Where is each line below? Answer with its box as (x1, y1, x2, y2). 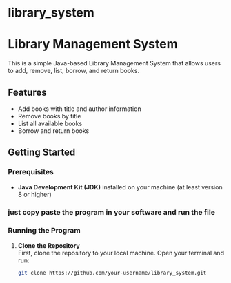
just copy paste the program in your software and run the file (8, 207, 216, 217)
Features (8, 86, 47, 98)
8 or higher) (17, 190, 52, 198)
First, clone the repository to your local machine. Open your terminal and (17, 249, 225, 257)
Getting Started (8, 147, 76, 158)
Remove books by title (17, 112, 81, 120)
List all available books (17, 119, 83, 127)
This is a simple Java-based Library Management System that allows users (8, 59, 221, 67)
